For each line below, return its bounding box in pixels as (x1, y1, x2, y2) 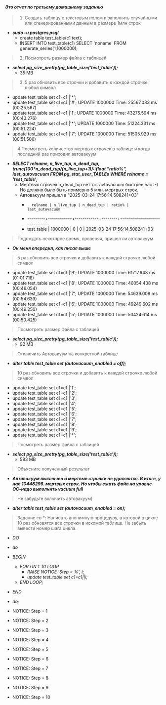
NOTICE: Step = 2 (12, 618, 48, 623)
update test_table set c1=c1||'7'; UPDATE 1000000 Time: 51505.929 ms (12, 131, 157, 137)
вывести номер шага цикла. (17, 525, 77, 531)
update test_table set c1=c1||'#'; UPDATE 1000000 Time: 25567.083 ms (12, 99, 157, 106)
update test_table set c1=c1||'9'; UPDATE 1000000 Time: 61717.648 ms (12, 270, 156, 276)
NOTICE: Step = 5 (12, 646, 48, 652)
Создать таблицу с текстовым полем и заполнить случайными (24, 15, 158, 21)
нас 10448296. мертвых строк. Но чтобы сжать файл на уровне (12, 481, 152, 487)
